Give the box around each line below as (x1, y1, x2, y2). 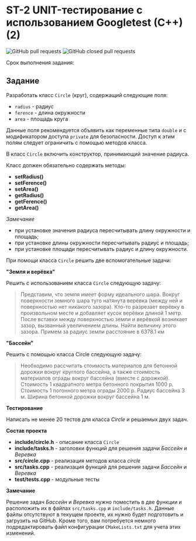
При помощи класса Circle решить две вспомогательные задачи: (6, 257, 171, 264)
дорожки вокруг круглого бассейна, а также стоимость (20, 368, 161, 375)
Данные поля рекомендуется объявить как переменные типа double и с (6, 126, 187, 133)
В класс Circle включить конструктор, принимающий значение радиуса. (6, 150, 190, 157)
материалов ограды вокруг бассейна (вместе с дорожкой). (20, 374, 170, 381)
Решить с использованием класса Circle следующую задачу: (6, 279, 161, 287)
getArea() (14, 204, 39, 211)
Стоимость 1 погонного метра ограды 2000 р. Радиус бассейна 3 (20, 387, 185, 394)
